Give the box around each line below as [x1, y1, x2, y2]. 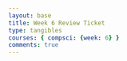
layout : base [8, 11, 52, 20]
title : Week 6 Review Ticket [8, 19, 105, 27]
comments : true [8, 41, 59, 49]
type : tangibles [8, 26, 62, 34]
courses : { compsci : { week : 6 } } [8, 33, 120, 42]
